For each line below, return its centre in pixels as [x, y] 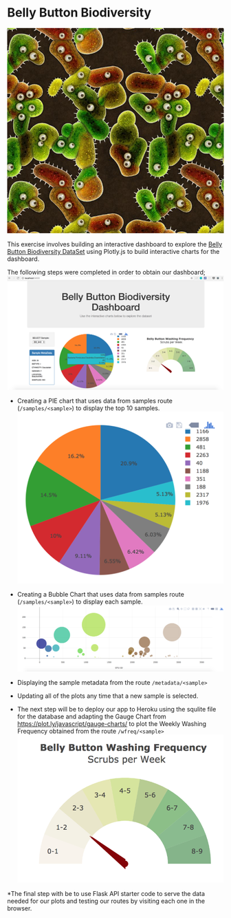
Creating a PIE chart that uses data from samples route [95, 401]
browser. [20, 908]
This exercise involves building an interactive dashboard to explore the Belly [115, 244]
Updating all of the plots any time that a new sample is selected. [108, 696]
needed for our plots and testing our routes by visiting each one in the [106, 901]
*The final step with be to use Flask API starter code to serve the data [106, 894]
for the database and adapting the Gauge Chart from [91, 716]
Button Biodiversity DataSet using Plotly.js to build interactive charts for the [113, 252]
